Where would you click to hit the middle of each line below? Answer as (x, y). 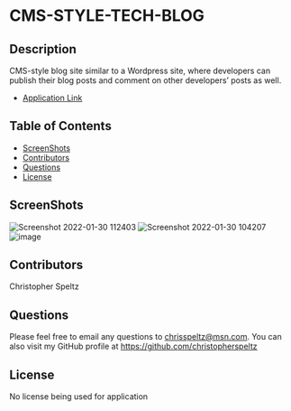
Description (43, 49)
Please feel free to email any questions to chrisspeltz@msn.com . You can (145, 337)
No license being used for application (79, 397)
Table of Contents (61, 126)
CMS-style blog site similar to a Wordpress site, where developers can (140, 70)
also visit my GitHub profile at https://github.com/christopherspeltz (134, 346)
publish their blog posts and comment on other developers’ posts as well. (145, 80)
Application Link (52, 98)
